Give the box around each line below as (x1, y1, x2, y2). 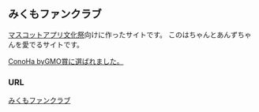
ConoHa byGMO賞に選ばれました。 (8, 56, 124, 65)
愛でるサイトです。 (21, 39, 84, 49)
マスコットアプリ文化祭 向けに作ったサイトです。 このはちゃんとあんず (8, 30, 238, 39)
